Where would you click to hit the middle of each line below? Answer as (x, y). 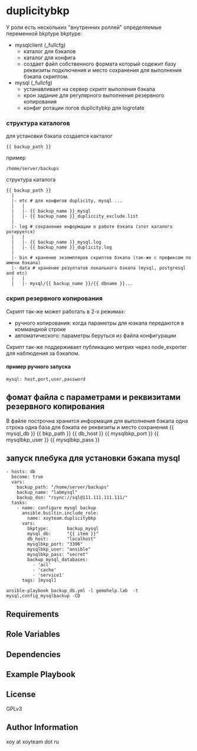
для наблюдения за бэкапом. (43, 353)
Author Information (42, 728)
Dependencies (33, 654)
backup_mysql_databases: (58, 560)
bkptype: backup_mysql (63, 529)
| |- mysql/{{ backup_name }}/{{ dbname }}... (72, 284)
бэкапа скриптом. (46, 76)
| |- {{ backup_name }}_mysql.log (56, 242)
